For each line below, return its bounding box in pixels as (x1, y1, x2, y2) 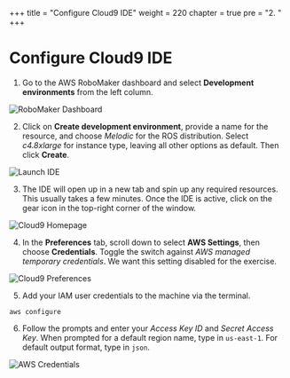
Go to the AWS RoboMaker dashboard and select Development (21, 77, 255, 88)
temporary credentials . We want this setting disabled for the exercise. (21, 256, 278, 266)
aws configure (9, 307, 62, 316)
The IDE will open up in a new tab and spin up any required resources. (21, 184, 278, 194)
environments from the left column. (21, 86, 153, 97)
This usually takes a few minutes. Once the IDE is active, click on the (21, 193, 273, 203)
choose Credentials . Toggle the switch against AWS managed (21, 246, 251, 256)
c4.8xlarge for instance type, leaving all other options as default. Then (21, 139, 279, 150)
